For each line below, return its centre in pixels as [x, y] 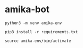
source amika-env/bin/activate [38, 41]
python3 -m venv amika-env [33, 23]
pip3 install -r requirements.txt [41, 32]
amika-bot [27, 9]
